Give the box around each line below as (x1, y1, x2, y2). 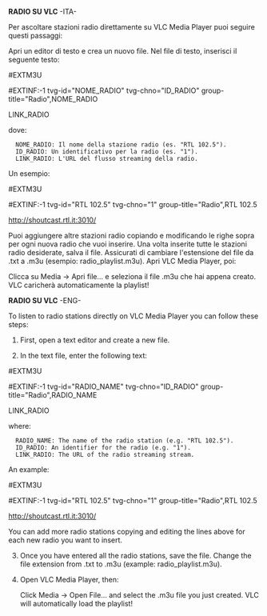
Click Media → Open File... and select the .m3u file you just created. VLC (19, 590, 260, 599)
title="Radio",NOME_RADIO (8, 94, 98, 103)
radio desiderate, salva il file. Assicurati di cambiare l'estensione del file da (8, 248, 254, 257)
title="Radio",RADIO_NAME (8, 390, 98, 399)
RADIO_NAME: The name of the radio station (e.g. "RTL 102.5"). (15, 437, 234, 445)
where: (8, 422, 32, 430)
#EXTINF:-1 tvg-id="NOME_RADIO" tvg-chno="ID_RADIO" (8, 86, 200, 95)
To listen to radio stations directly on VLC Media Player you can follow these (8, 311, 259, 321)
